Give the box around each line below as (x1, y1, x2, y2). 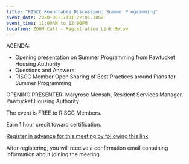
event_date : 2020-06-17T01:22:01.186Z (6, 14, 104, 20)
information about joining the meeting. (6, 151, 101, 158)
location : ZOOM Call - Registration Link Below (6, 25, 129, 32)
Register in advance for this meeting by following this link (6, 133, 149, 140)
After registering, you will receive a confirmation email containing (6, 144, 168, 151)
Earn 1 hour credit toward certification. (6, 121, 101, 128)
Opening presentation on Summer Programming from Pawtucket (14, 54, 175, 61)
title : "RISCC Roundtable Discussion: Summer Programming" (6, 8, 158, 15)
